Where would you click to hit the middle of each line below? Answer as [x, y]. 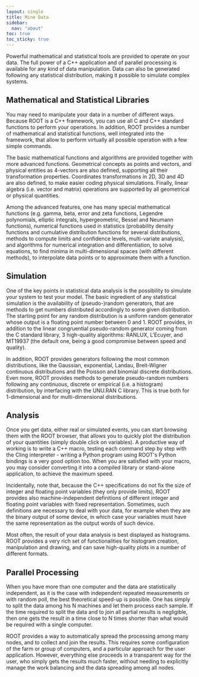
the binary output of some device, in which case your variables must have [96, 517]
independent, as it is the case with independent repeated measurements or [98, 593]
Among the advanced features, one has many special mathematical [88, 207]
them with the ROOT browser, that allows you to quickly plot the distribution [98, 436]
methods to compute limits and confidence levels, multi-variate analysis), [95, 238]
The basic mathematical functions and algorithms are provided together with [99, 158]
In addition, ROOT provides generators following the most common [88, 359]
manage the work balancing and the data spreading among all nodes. [91, 668]
